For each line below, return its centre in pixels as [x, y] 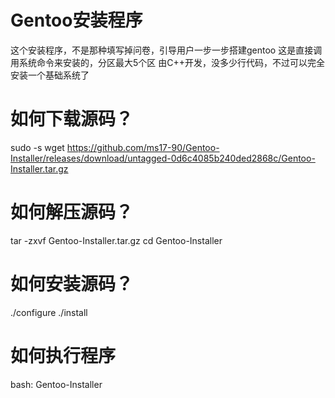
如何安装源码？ [72, 284]
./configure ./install [49, 312]
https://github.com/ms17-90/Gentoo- [143, 147]
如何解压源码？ [72, 212]
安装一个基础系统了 [50, 75]
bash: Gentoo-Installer [56, 384]
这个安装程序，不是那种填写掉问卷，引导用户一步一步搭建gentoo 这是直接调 [166, 50]
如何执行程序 [63, 355]
